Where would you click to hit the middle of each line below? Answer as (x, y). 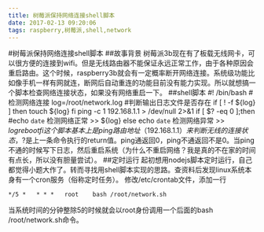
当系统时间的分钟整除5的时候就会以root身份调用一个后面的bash (111, 210)
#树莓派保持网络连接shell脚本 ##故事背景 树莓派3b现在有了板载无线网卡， (128, 53)
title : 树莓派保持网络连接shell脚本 (62, 15)
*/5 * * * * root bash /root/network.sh (88, 195)
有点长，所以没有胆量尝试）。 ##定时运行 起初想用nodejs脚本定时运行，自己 (130, 160)
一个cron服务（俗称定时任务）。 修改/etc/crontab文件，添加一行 (124, 180)
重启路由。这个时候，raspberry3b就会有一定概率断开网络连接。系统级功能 (128, 73)
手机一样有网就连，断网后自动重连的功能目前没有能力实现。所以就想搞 (135, 83)
